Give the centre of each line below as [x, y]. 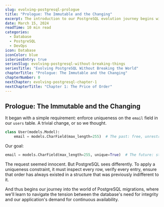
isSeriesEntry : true [26, 59]
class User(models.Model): [32, 132]
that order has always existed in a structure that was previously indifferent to [82, 174]
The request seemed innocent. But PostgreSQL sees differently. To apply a [80, 164]
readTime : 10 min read [28, 28]
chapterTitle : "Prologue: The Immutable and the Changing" [66, 73]
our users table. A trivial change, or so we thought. [56, 123]
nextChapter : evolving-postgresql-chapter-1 [51, 82]
